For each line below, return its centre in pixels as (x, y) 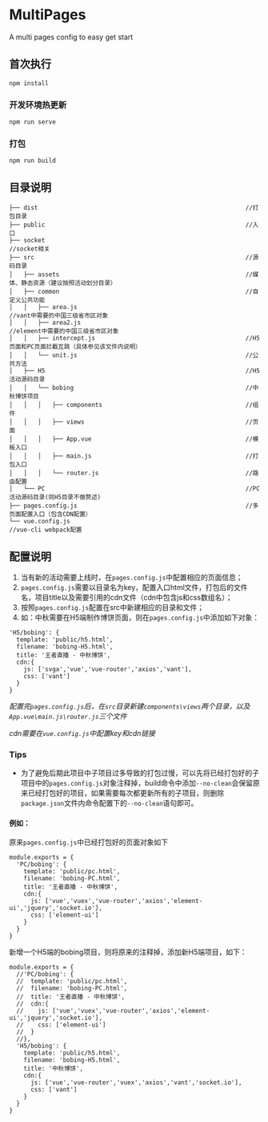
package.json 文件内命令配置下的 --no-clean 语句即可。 (109, 803)
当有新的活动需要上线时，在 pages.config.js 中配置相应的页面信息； (132, 577)
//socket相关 (30, 249)
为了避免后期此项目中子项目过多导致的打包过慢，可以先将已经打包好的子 (140, 773)
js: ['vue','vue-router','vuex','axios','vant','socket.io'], (136, 1083)
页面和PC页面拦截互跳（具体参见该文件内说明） (76, 347)
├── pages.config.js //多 (134, 506)
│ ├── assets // (131, 274)
